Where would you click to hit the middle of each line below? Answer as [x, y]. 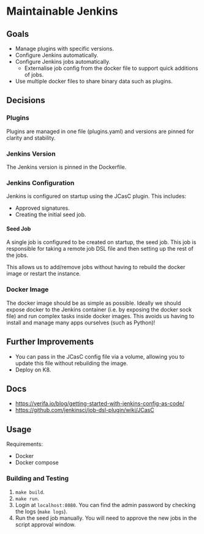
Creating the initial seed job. [51, 215]
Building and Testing [38, 478]
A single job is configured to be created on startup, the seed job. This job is [101, 242]
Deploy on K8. [33, 370]
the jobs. [17, 255]
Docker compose [37, 463]
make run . [27, 498]
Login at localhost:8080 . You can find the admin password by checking [105, 505]
